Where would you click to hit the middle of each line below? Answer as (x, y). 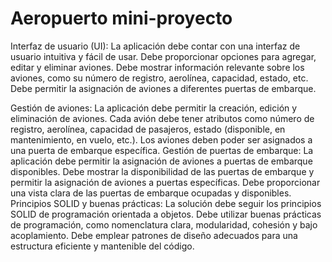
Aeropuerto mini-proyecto (121, 18)
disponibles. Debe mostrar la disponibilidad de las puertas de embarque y (162, 171)
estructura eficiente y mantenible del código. (102, 246)
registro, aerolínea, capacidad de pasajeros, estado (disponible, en (148, 129)
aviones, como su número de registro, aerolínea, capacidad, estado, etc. (159, 78)
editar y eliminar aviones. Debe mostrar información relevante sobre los (157, 67)
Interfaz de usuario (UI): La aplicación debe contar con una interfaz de (155, 46)
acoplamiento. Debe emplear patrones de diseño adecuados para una (154, 235)
